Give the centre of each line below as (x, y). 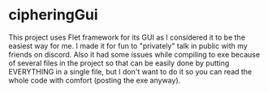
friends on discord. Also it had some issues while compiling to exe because (134, 54)
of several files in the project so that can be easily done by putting (119, 63)
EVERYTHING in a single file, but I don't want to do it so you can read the (130, 71)
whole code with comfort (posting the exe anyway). (95, 80)
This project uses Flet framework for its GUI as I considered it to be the (127, 37)
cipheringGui (54, 15)
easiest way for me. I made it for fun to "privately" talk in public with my (128, 45)
